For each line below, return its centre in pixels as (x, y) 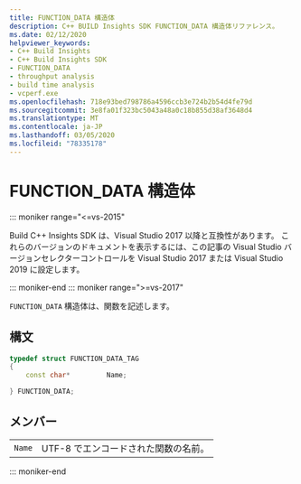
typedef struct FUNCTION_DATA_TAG (75, 358)
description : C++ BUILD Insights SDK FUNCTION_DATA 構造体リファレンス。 (144, 26)
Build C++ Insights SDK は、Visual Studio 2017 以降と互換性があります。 (144, 235)
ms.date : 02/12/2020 (48, 34)
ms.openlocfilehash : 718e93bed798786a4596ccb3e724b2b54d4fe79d (131, 102)
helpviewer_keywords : (50, 43)
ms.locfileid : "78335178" (58, 144)
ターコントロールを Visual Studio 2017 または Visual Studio (174, 257)
